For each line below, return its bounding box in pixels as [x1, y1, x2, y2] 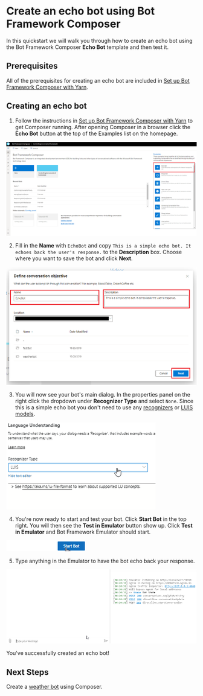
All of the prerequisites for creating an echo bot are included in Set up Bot [6, 77, 190, 84]
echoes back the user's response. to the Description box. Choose [14, 248, 182, 255]
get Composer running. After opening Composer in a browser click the [14, 123, 191, 130]
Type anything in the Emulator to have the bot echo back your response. [14, 557, 195, 564]
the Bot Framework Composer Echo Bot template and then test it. [6, 43, 169, 51]
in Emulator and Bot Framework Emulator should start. [14, 528, 151, 535]
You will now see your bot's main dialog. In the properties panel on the [14, 391, 190, 398]
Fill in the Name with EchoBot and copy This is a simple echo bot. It [14, 241, 192, 249]
